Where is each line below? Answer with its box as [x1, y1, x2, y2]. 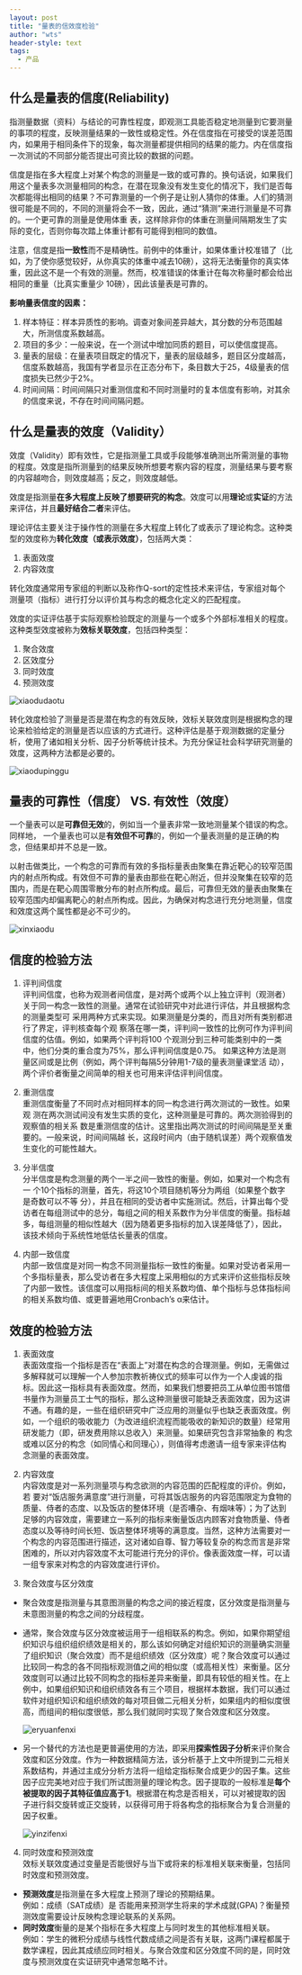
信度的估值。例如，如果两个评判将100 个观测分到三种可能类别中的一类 [22, 1034, 283, 1045]
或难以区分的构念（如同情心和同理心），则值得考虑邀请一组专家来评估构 [22, 1438, 287, 1449]
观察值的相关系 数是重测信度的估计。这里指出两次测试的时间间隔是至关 [22, 1121, 285, 1132]
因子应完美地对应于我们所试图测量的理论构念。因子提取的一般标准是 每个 [22, 1777, 290, 1788]
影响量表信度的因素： [9, 297, 88, 308]
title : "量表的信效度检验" [9, 22, 100, 31]
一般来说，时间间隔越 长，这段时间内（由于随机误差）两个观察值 [46, 1132, 285, 1143]
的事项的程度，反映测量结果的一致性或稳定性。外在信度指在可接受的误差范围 [9, 127, 293, 138]
